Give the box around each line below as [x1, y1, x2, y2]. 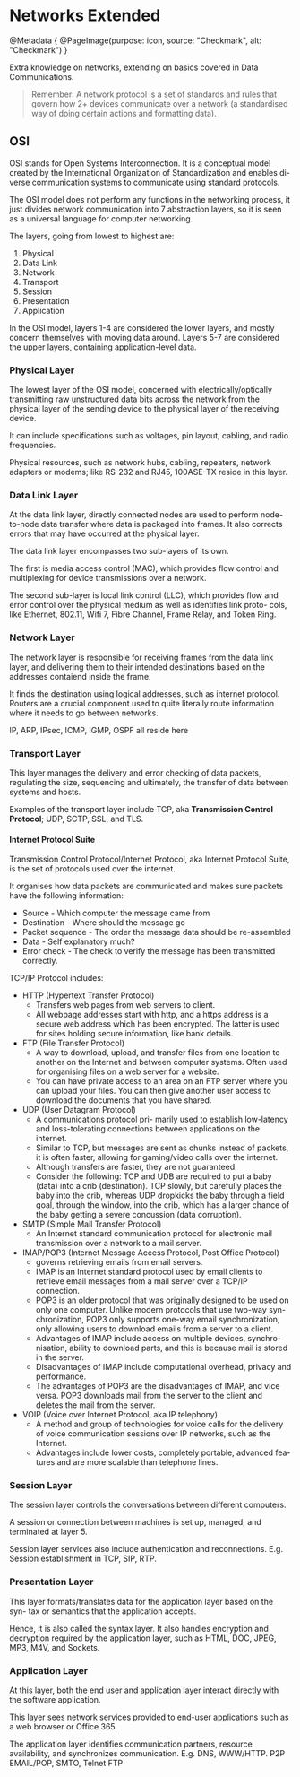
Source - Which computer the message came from [21, 907, 210, 919]
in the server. [35, 1352, 85, 1363]
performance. [35, 1371, 87, 1382]
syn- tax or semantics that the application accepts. [9, 1606, 197, 1617]
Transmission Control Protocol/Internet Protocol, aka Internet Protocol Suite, [9, 854, 290, 865]
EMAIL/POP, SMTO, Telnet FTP [9, 1758, 124, 1769]
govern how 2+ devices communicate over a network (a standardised [30, 98, 288, 108]
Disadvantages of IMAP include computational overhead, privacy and [35, 1362, 292, 1373]
